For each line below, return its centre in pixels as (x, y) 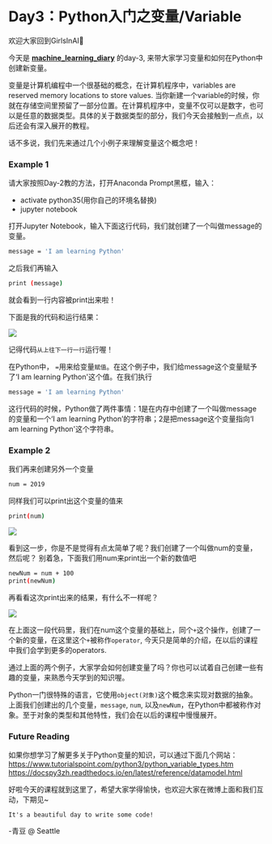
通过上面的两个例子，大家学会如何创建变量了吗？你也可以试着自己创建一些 (132, 667)
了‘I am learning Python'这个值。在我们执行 (80, 377)
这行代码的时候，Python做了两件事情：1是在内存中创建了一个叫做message (133, 408)
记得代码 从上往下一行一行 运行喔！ (61, 349)
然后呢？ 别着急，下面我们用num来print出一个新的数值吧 (102, 558)
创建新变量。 (30, 68)
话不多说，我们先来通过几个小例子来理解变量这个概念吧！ (104, 143)
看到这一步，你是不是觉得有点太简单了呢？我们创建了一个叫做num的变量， (133, 548)
